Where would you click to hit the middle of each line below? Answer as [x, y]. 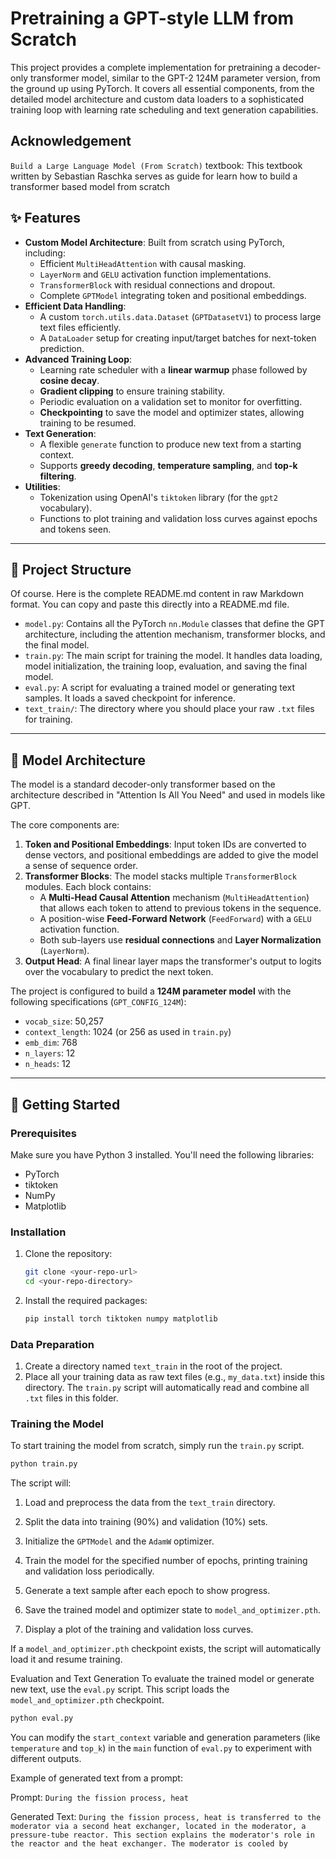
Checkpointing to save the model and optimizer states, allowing [172, 412]
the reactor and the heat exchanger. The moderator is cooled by [149, 1844]
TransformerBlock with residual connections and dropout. [157, 284]
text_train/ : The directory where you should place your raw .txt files [169, 709]
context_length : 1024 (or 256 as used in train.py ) [128, 1032]
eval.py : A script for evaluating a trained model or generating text [160, 688]
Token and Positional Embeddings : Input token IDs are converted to [165, 844]
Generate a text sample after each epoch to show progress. [147, 1591]
